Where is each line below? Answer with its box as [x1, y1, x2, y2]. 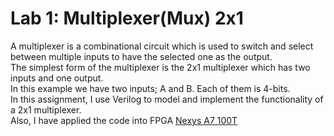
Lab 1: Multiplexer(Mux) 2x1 [10, 7, 244, 30]
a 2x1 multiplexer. [10, 103, 82, 116]
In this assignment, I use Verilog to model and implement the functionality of [10, 93, 324, 105]
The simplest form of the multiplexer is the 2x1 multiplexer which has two [10, 61, 311, 73]
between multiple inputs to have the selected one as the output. [10, 50, 273, 62]
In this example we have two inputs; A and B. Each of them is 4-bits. [10, 82, 291, 94]
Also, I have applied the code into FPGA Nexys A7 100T [10, 114, 238, 126]
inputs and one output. [10, 72, 104, 84]
